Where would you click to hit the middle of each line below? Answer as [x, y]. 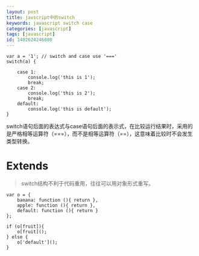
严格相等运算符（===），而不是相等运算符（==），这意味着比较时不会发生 [102, 134]
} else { [17, 237]
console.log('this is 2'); [62, 93]
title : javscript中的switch [41, 17]
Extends [27, 166]
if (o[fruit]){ [25, 226]
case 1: [27, 72]
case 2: [27, 88]
